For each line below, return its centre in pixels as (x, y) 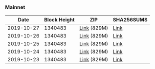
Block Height (59, 20)
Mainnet (15, 7)
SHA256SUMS (130, 20)
